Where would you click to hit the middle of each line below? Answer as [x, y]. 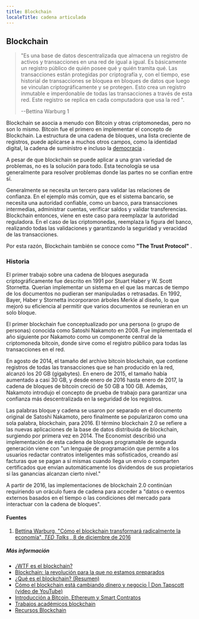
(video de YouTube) [39, 591]
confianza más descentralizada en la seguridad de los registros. [84, 399]
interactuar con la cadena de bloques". [53, 504]
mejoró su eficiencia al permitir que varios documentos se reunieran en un [97, 306]
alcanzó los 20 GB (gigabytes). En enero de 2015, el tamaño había [87, 373]
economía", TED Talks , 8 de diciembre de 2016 [73, 537]
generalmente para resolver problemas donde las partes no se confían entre [99, 173]
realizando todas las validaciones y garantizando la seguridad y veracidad [97, 228]
